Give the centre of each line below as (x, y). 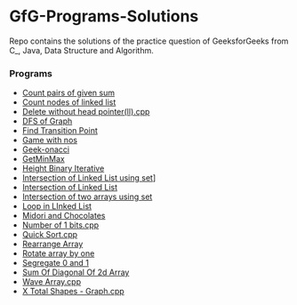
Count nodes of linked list (69, 102)
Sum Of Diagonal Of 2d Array (76, 272)
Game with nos (50, 140)
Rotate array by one (58, 253)
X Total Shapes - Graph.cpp (73, 292)
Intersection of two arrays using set (87, 197)
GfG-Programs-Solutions (104, 16)
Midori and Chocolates (64, 216)
